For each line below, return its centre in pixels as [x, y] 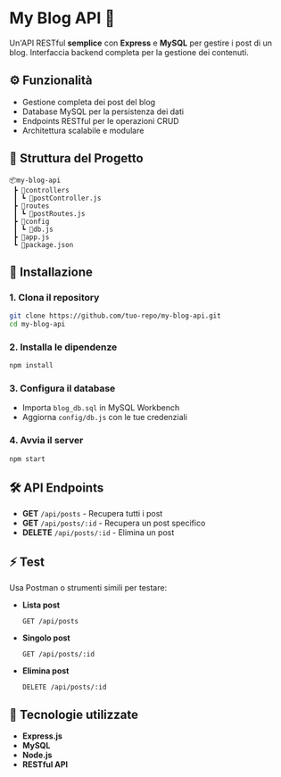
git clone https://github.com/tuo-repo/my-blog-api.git [115, 316]
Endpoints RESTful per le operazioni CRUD [101, 120]
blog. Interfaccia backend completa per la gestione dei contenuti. [129, 52]
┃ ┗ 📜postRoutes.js [50, 213]
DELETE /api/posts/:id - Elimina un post [98, 533]
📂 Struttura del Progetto [77, 158]
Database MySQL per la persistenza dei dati [103, 112]
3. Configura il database [62, 389]
